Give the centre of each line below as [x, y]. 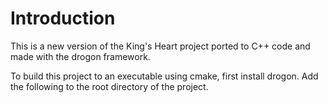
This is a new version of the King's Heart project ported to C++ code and [160, 46]
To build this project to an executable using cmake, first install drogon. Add [164, 76]
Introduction [63, 18]
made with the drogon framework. [80, 56]
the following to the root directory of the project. [109, 86]
